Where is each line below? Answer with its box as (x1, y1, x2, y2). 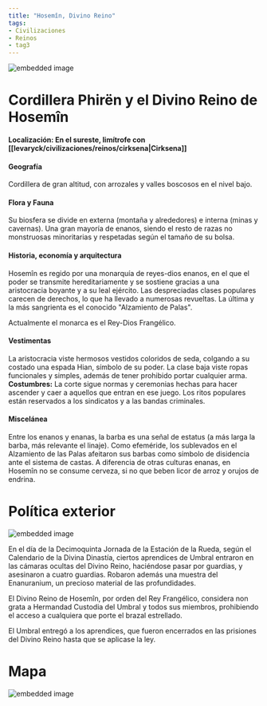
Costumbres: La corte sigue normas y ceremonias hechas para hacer (8, 379, 238, 388)
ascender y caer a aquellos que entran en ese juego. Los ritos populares (8, 388, 246, 397)
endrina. (8, 474, 36, 483)
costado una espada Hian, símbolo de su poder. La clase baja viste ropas (8, 362, 249, 372)
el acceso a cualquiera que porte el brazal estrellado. (8, 610, 183, 620)
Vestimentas (8, 336, 52, 345)
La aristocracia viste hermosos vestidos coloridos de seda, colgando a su (8, 353, 249, 363)
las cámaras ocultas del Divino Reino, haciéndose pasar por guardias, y (8, 561, 243, 570)
